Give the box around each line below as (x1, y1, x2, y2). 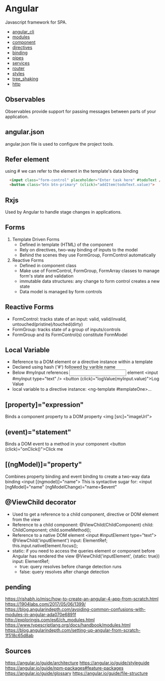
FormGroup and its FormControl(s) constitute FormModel (12, 332, 128, 338)
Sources (5, 647, 31, 655)
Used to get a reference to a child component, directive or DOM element (12, 511, 159, 517)
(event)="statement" (5, 428, 71, 436)
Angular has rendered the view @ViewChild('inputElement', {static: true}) (12, 553, 160, 559)
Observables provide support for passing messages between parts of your (5, 108, 156, 114)
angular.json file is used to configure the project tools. (5, 141, 114, 147)
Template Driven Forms (12, 236, 60, 242)
